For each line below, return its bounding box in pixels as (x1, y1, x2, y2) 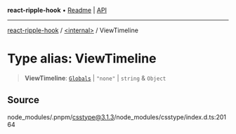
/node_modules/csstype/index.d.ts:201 (113, 112, 227, 121)
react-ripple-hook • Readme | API (7, 6, 107, 14)
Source (7, 94, 40, 106)
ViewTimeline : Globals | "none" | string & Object (24, 74, 166, 82)
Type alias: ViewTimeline (7, 51, 157, 67)
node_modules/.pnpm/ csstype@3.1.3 (7, 112, 114, 121)
